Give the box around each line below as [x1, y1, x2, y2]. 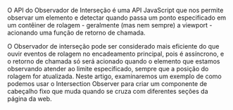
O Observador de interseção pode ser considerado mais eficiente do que [7, 42, 220, 50]
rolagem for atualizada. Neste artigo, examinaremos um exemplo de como [7, 72, 222, 80]
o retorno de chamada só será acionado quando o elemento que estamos [7, 57, 220, 66]
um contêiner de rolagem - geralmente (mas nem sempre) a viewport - [7, 21, 213, 29]
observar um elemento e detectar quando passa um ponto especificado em [7, 13, 227, 22]
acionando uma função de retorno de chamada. [7, 28, 146, 37]
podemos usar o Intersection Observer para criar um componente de [7, 80, 208, 87]
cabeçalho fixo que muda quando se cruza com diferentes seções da [7, 87, 209, 95]
